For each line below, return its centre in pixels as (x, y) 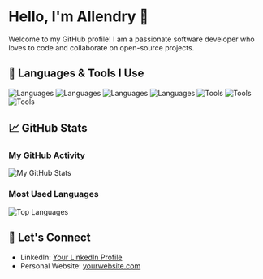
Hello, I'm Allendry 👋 (79, 17)
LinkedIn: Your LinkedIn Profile (71, 257)
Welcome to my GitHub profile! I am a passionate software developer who (131, 39)
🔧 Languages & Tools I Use (76, 74)
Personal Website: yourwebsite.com (80, 266)
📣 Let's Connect (50, 238)
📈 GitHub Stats (48, 128)
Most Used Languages (54, 194)
